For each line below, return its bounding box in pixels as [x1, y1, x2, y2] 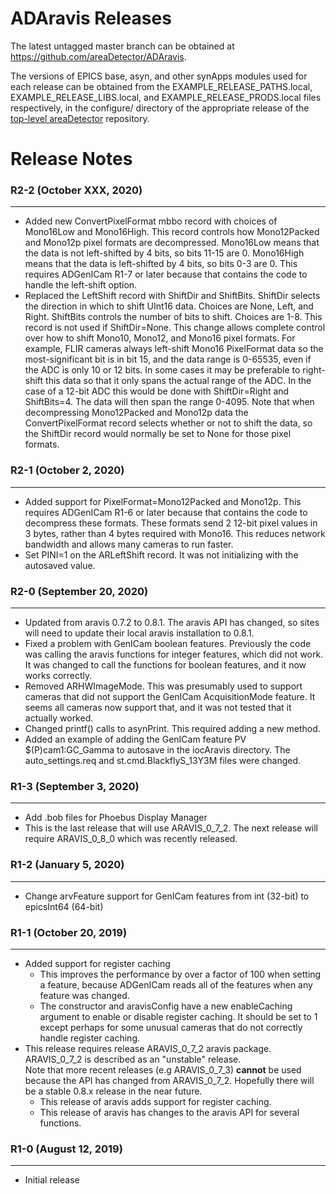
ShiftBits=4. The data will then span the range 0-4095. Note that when [24, 396, 315, 408]
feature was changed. [39, 989, 130, 1001]
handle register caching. [39, 1032, 141, 1044]
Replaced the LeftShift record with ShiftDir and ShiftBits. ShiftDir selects [24, 290, 321, 302]
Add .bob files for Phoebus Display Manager [24, 812, 208, 824]
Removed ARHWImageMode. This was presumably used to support [24, 680, 303, 692]
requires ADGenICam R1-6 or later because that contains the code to [24, 506, 308, 518]
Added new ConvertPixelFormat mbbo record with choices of [24, 215, 278, 227]
